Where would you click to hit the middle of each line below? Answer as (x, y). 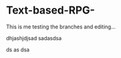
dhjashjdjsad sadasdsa (34, 38)
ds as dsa (18, 49)
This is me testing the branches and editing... (61, 27)
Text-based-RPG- (51, 10)
